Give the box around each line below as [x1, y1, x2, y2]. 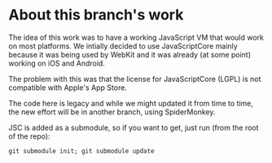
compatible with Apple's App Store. [8, 83, 128, 92]
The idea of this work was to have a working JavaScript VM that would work [8, 32, 265, 42]
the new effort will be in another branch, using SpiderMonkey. [8, 107, 216, 117]
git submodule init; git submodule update [8, 147, 155, 155]
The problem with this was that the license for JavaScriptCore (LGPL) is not [8, 74, 261, 84]
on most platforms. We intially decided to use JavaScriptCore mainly [8, 41, 238, 50]
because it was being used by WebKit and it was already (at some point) [8, 49, 251, 59]
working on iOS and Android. [8, 58, 106, 68]
